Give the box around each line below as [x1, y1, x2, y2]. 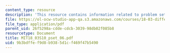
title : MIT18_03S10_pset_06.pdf [5, 36, 73, 41]
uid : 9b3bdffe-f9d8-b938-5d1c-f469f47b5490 [5, 40, 99, 45]
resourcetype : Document [5, 31, 56, 36]
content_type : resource [5, 7, 56, 13]
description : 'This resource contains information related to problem [5, 12, 157, 17]
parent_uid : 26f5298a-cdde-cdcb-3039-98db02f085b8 [5, 26, 114, 31]
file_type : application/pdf [5, 21, 65, 27]
